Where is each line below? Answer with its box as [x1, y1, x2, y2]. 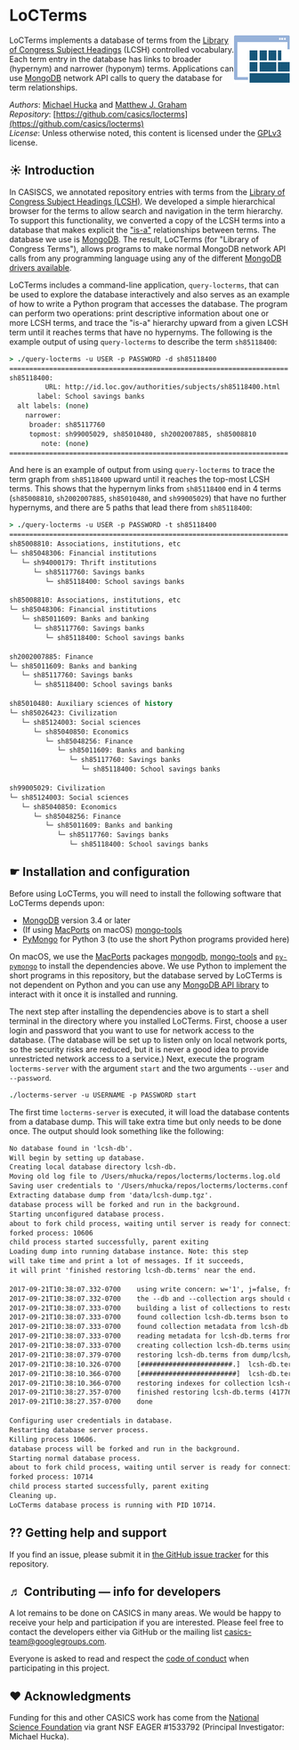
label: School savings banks [36, 393, 145, 401]
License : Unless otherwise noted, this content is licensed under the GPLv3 [9, 127, 282, 138]
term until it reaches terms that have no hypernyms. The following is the [9, 327, 273, 337]
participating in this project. [9, 1663, 110, 1673]
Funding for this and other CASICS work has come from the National [9, 1713, 260, 1723]
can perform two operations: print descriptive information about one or [9, 308, 270, 319]
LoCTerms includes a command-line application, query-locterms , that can [9, 280, 279, 290]
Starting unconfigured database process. [9, 1210, 166, 1219]
